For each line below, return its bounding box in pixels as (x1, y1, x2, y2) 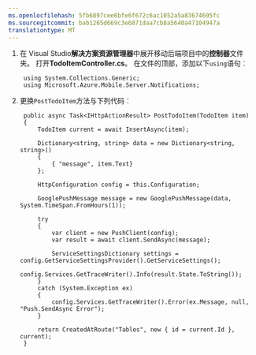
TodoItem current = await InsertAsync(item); (37, 125, 190, 134)
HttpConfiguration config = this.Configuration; (37, 181, 200, 189)
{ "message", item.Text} (51, 160, 133, 168)
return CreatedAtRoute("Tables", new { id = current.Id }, (37, 326, 236, 334)
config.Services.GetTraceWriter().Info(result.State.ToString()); (19, 271, 243, 278)
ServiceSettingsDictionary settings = (51, 250, 179, 258)
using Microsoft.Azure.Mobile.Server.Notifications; (23, 81, 200, 89)
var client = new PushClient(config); (51, 230, 179, 237)
